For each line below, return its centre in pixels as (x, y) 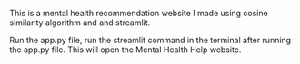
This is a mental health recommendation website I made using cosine (139, 13)
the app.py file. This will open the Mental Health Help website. (125, 50)
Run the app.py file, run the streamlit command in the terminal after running (150, 40)
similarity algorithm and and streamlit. (80, 23)
